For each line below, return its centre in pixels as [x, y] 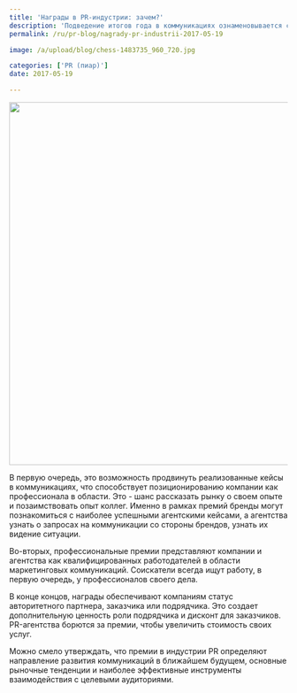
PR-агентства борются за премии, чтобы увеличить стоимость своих [141, 624]
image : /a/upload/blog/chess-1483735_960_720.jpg [103, 50]
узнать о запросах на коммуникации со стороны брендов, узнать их [139, 524]
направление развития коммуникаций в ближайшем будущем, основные [148, 661]
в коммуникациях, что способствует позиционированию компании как [144, 487]
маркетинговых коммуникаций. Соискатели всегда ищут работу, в [136, 570]
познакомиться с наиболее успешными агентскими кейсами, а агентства [148, 515]
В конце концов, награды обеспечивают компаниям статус [122, 597]
